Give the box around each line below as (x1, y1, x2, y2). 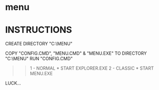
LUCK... (5, 80, 21, 86)
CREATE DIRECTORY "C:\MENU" (5, 41, 72, 47)
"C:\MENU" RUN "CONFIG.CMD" (5, 56, 73, 62)
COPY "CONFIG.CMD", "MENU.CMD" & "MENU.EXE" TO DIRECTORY (5, 50, 147, 56)
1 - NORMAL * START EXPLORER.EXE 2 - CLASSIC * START (29, 65, 154, 71)
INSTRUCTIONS (5, 24, 72, 36)
